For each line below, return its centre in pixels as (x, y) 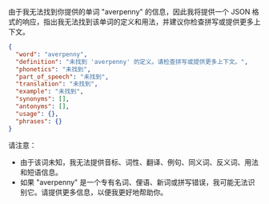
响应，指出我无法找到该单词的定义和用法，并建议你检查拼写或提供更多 (138, 22)
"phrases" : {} (39, 121)
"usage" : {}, (37, 114)
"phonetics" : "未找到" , (53, 69)
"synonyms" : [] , (42, 99)
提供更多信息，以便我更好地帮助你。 (108, 192)
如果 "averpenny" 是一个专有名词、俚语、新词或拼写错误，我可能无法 (134, 182)
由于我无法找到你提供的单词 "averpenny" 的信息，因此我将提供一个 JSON (129, 12)
